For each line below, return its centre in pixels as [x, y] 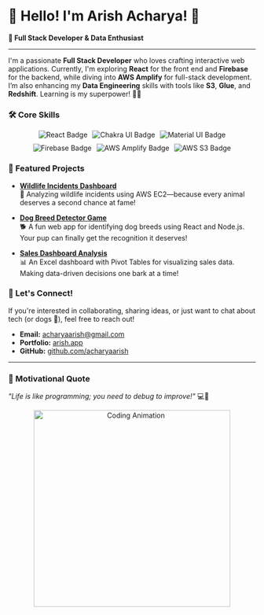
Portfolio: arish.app [51, 342]
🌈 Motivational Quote [49, 378]
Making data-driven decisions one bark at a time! [99, 273]
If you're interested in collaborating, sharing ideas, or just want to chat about [132, 311]
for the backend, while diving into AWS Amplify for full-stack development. [130, 77]
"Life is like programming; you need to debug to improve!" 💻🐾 [109, 396]
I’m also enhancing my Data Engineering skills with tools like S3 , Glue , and [130, 85]
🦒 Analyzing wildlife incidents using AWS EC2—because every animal [132, 194]
